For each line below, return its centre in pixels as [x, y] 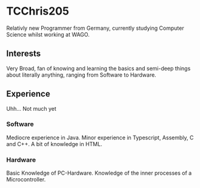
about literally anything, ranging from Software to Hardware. [81, 75]
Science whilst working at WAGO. [48, 34]
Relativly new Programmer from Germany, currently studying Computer [95, 28]
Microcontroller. [26, 179]
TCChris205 [38, 11]
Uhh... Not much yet [31, 108]
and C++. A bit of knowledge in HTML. [54, 144]
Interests [24, 54]
